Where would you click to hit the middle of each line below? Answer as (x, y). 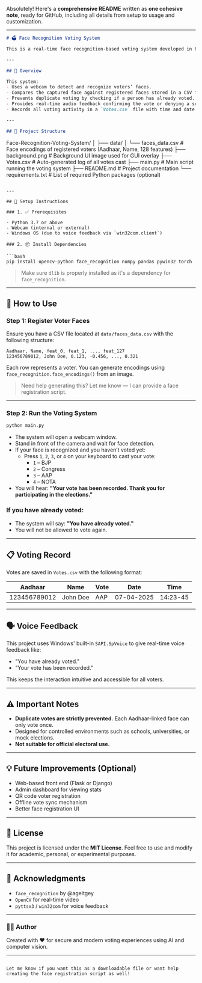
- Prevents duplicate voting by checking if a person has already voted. (101, 99)
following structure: (30, 340)
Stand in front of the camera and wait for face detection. (85, 444)
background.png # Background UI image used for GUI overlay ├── (89, 155)
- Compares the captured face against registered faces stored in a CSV (99, 93)
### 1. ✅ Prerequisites (37, 212)
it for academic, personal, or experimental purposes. (71, 854)
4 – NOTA (44, 482)
